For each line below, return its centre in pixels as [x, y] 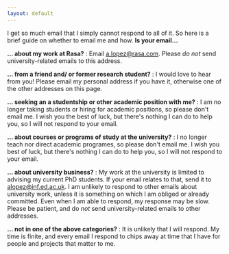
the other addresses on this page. [55, 88]
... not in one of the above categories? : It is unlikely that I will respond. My [113, 229]
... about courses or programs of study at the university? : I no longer [107, 137]
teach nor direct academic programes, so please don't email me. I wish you [113, 144]
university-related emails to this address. [64, 61]
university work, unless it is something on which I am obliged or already [108, 194]
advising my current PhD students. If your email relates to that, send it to [109, 179]
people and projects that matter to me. [61, 243]
